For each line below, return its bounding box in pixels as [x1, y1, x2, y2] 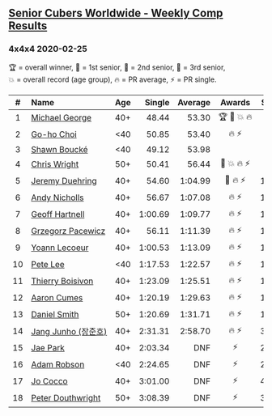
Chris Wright [31, 159, 79, 170]
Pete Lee [31, 259, 65, 270]
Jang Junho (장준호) [31, 326, 108, 337]
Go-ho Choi [31, 129, 77, 140]
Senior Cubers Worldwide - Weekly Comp [8, 6, 223, 20]
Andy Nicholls [31, 192, 84, 203]
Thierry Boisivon [31, 275, 94, 287]
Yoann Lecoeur [31, 242, 89, 253]
